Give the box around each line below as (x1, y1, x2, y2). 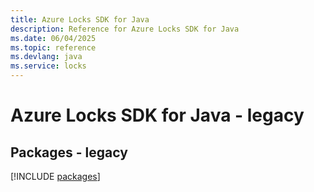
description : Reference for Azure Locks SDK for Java (10, 24, 240, 34)
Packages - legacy (10, 144, 128, 161)
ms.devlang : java (10, 52, 83, 62)
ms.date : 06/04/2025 (10, 33, 97, 43)
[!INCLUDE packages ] (10, 171, 101, 182)
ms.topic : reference (10, 42, 97, 53)
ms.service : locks (10, 61, 87, 71)
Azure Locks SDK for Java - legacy (10, 104, 305, 127)
